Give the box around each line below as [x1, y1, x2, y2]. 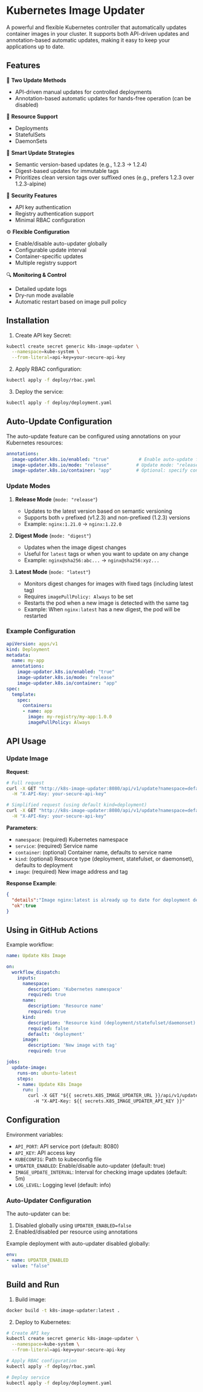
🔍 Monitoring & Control [6, 271, 66, 278]
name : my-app [11, 657, 45, 664]
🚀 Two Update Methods [6, 76, 66, 83]
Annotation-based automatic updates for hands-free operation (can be [14, 94, 192, 102]
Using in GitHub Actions [6, 925, 98, 935]
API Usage [6, 736, 47, 747]
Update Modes [6, 482, 51, 490]
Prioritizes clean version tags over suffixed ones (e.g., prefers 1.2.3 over [14, 174, 195, 181]
